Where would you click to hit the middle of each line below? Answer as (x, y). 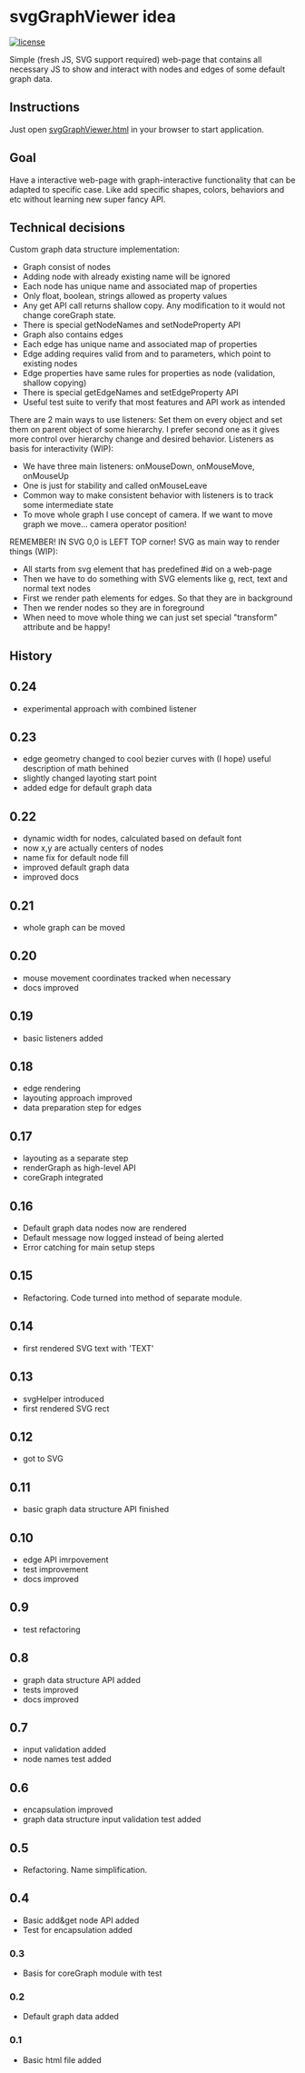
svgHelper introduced (63, 1399)
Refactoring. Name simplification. (85, 1870)
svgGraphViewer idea (93, 17)
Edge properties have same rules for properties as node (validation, (149, 374)
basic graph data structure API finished (96, 1510)
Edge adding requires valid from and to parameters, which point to (147, 354)
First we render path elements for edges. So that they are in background (157, 598)
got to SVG (43, 1459)
